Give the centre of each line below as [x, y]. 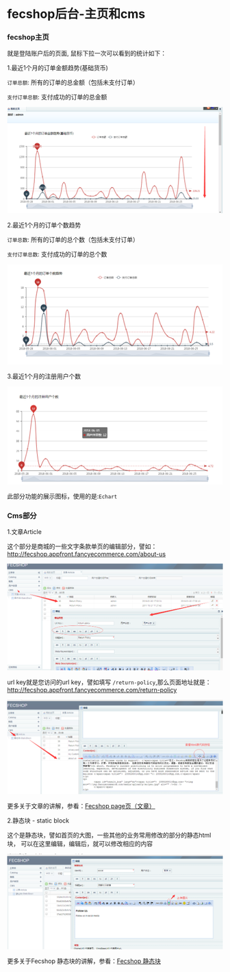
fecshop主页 [28, 37]
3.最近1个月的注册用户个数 [44, 376]
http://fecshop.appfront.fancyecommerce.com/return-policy [92, 690]
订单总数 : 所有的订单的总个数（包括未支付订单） [73, 240]
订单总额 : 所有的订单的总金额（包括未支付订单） [73, 82]
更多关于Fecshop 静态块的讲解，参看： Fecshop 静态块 [84, 961]
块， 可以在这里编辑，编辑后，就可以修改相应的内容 [80, 843]
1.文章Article [25, 531]
